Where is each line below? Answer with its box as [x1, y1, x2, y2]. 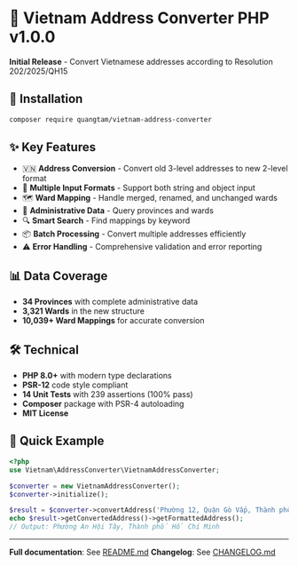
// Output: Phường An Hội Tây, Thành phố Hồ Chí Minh [9, 522, 220, 531]
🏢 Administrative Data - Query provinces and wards [21, 205, 215, 216]
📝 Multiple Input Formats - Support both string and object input [21, 182, 255, 194]
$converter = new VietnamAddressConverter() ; [9, 482, 180, 490]
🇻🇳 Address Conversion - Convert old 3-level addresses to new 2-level [21, 163, 288, 174]
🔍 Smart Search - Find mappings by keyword [21, 215, 191, 226]
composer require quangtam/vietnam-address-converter [9, 115, 213, 124]
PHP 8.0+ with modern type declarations [21, 371, 172, 381]
